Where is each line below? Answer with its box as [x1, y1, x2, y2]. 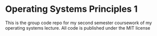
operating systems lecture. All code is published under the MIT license [5, 25, 150, 31]
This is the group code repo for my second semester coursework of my [5, 20, 152, 26]
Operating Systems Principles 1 [5, 3, 138, 15]
